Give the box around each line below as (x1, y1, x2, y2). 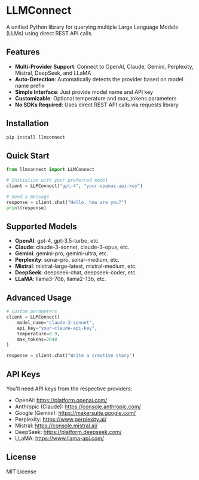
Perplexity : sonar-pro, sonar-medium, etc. (14, 256, 120, 264)
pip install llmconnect (6, 134, 66, 140)
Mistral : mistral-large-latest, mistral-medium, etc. (14, 262, 137, 270)
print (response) (6, 204, 47, 211)
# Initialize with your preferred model (6, 178, 109, 184)
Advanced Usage (6, 292, 72, 302)
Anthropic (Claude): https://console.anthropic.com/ (14, 403, 142, 410)
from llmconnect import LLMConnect (6, 167, 95, 173)
